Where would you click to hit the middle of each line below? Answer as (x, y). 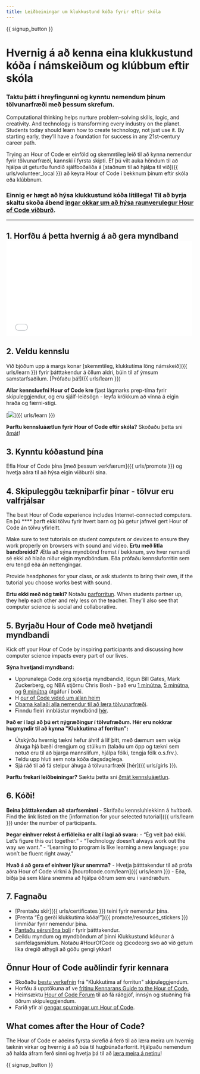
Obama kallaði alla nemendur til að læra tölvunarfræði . (81, 704)
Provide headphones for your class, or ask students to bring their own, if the (100, 576)
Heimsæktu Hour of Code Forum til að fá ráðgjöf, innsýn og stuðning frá (103, 995)
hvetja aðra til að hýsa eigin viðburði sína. (57, 472)
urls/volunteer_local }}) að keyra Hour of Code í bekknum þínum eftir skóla (97, 173)
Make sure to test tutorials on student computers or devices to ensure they (98, 539)
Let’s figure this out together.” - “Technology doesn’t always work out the (96, 840)
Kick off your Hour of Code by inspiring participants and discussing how (95, 649)
